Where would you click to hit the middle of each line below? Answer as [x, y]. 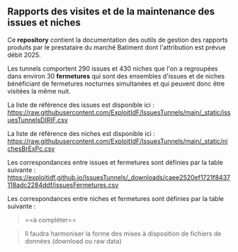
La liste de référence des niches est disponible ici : [81, 133]
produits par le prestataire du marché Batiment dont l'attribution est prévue [117, 47]
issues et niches [44, 23]
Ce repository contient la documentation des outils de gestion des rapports [118, 40]
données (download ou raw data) [73, 241]
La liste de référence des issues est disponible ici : [81, 105]
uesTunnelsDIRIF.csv [38, 120]
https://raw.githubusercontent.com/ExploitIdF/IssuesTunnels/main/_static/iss [119, 112]
